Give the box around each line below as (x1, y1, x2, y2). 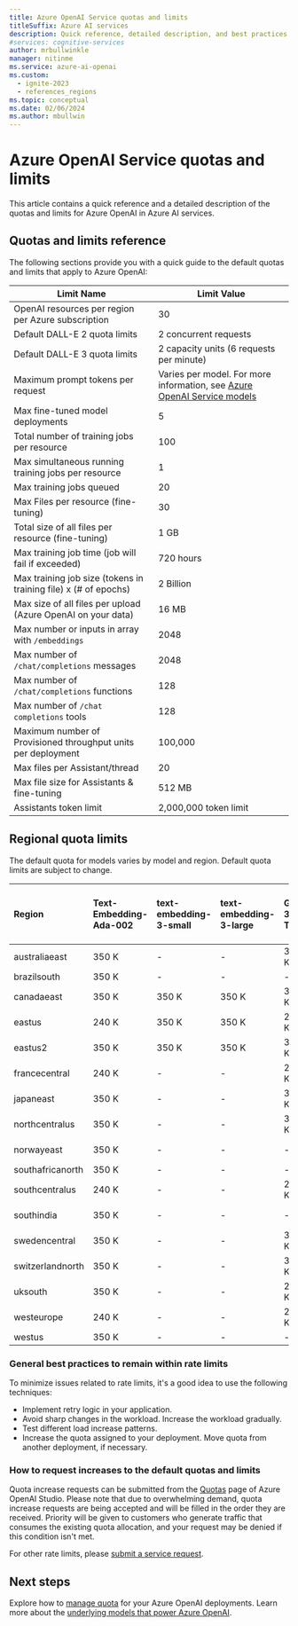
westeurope (13, 1310, 64, 1323)
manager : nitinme (9, 54, 74, 63)
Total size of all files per (13, 521, 113, 533)
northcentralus (13, 1118, 75, 1130)
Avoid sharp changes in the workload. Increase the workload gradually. (21, 1413, 282, 1424)
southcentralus (13, 1183, 77, 1196)
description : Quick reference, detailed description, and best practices (9, 29, 288, 38)
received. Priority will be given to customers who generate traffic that (9, 1512, 263, 1523)
